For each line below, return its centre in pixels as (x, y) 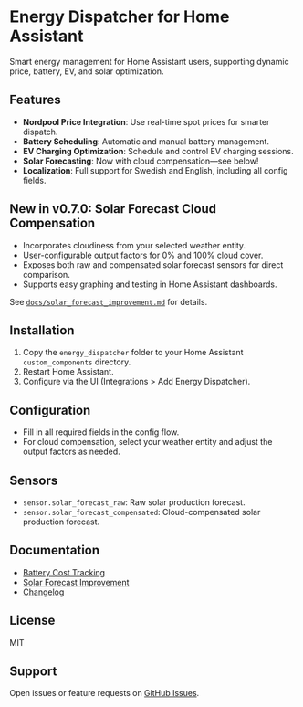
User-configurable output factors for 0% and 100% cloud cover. (143, 255)
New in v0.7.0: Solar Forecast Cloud (113, 209)
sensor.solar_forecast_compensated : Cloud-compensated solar (141, 512)
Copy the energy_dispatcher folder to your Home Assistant (133, 353)
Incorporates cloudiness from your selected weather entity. (134, 245)
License (32, 621)
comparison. (46, 274)
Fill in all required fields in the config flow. (101, 432)
